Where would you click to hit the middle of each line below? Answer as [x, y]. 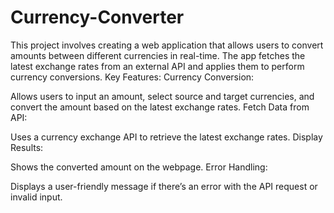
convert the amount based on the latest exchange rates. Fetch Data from [160, 107]
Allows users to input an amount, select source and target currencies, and [162, 96]
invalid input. [36, 197]
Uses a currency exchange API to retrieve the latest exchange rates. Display [166, 137]
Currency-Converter [97, 17]
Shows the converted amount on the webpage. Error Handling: [139, 167]
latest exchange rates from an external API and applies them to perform [157, 66]
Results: [27, 147]
